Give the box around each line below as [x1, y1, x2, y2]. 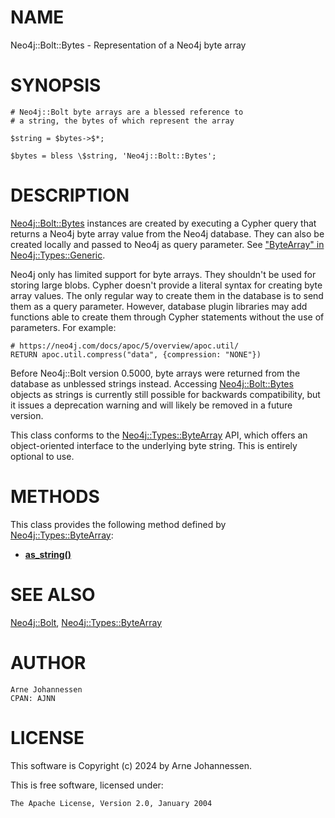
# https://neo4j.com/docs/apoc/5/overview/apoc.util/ [10, 341, 240, 351]
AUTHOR [10, 651, 87, 674]
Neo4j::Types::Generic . [10, 249, 106, 261]
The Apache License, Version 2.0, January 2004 [10, 798, 213, 808]
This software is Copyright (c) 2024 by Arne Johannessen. [10, 759, 253, 771]
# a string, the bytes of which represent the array [10, 116, 235, 126]
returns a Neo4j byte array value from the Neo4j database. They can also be [10, 227, 325, 240]
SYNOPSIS [10, 74, 102, 97]
